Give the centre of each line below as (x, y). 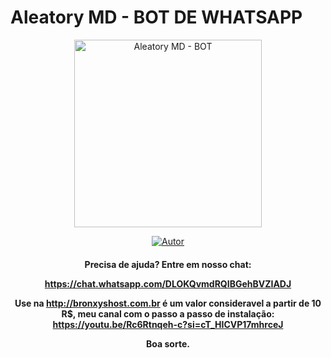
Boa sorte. (168, 343)
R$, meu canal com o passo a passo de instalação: (168, 313)
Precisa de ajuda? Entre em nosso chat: (168, 264)
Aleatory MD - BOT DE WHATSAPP (156, 17)
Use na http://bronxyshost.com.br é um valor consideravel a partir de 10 (168, 303)
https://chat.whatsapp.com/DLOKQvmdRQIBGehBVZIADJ (168, 283)
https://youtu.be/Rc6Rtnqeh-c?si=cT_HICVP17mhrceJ (168, 324)
